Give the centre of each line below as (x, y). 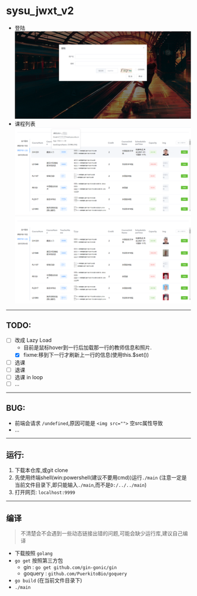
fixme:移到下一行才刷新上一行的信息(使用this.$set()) (86, 355)
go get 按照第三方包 (39, 561)
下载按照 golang (33, 553)
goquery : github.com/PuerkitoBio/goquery (75, 574)
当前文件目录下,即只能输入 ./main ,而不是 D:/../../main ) (81, 485)
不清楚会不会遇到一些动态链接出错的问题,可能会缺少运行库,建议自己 (101, 534)
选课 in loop (29, 377)
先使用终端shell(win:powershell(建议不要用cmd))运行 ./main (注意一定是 (101, 478)
